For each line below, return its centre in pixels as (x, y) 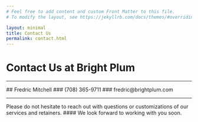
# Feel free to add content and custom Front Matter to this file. (91, 11)
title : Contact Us (29, 33)
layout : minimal (26, 28)
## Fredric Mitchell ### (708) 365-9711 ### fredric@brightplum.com (90, 90)
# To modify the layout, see (42, 17)
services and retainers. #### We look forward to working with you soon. (94, 113)
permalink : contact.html (37, 39)
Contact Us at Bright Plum (71, 68)
